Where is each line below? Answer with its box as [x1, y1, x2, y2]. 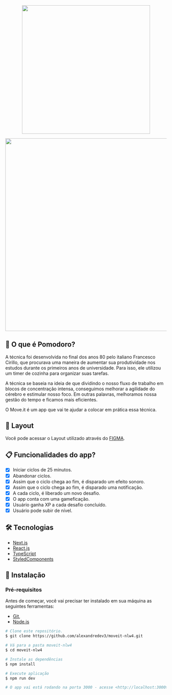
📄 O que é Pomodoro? [5, 340, 76, 349]
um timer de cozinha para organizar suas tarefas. [5, 370, 109, 376]
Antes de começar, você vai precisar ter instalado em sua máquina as [5, 598, 152, 604]
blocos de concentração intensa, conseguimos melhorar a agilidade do [5, 386, 155, 392]
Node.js [12, 619, 30, 625]
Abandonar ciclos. [12, 472, 52, 479]
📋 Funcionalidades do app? [5, 451, 96, 460]
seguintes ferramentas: [5, 603, 55, 610]
